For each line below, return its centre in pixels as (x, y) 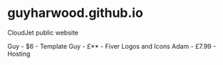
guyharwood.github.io (76, 13)
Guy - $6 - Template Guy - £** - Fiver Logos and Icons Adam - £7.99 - (112, 46)
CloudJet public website (43, 32)
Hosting (19, 54)
